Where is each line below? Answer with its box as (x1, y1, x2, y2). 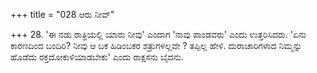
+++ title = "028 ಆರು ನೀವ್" (10, 9, 115, 20)
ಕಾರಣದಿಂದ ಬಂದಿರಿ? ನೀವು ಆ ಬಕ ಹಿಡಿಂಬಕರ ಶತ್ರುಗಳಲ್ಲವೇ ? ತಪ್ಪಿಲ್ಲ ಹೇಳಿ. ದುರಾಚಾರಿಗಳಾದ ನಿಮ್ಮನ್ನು (10, 40, 303, 51)
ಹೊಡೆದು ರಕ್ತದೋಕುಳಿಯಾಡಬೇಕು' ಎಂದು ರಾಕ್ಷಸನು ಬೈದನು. (10, 51, 184, 63)
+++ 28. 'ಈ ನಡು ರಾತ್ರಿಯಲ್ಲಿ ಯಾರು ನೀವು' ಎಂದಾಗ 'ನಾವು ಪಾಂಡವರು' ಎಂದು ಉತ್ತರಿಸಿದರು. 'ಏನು (10, 29, 307, 40)
